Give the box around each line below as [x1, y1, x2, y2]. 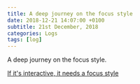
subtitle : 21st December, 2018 [7, 23, 99, 30]
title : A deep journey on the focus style [7, 10, 133, 17]
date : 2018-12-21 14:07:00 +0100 [7, 17, 105, 24]
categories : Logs [7, 29, 58, 37]
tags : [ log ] [7, 36, 42, 43]
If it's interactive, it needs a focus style [7, 69, 119, 78]
